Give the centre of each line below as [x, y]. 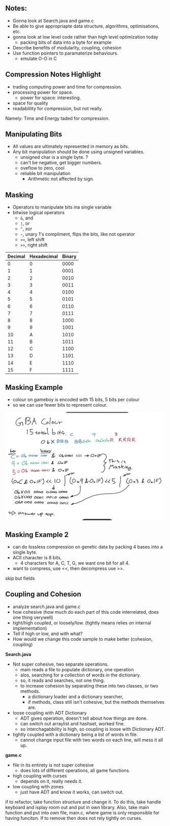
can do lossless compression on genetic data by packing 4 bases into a [88, 547]
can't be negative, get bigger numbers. [61, 163]
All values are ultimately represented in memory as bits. [71, 147]
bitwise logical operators [38, 213]
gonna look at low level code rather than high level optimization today [86, 37]
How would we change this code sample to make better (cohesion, [82, 639]
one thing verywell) [33, 617]
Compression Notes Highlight [53, 75]
